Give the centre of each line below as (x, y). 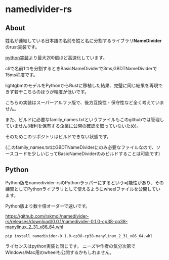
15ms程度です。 (22, 75)
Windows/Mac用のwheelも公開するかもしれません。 (60, 252)
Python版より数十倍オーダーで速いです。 (48, 206)
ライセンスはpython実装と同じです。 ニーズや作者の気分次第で (70, 246)
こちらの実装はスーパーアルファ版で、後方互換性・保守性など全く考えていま (85, 102)
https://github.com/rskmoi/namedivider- (47, 216)
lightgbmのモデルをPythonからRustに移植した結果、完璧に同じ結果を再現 (82, 85)
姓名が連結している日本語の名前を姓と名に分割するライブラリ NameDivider (83, 41)
